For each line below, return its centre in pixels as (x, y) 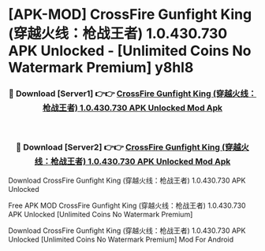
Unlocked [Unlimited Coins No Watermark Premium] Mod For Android (121, 239)
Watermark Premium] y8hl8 (101, 68)
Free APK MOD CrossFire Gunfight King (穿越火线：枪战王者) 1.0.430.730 (127, 205)
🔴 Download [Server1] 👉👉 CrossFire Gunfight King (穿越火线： (132, 94)
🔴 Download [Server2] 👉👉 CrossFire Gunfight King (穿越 (129, 147)
